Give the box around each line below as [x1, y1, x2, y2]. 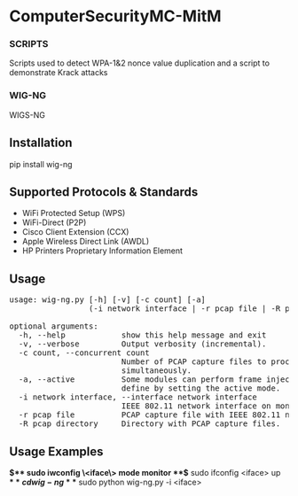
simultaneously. [121, 366, 192, 376]
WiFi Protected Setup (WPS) [21, 208, 126, 219]
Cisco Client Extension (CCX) [21, 227, 129, 237]
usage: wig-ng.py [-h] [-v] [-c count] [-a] [9, 295, 207, 305]
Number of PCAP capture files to [121, 357, 267, 367]
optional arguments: [9, 322, 99, 331]
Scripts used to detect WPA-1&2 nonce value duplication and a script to [9, 58, 271, 68]
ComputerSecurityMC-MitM [9, 6, 222, 27]
